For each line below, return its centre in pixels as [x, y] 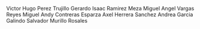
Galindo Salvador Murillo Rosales [47, 21]
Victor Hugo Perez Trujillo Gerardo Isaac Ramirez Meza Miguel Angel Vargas [100, 8]
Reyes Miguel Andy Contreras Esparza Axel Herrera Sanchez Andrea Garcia [100, 14]
